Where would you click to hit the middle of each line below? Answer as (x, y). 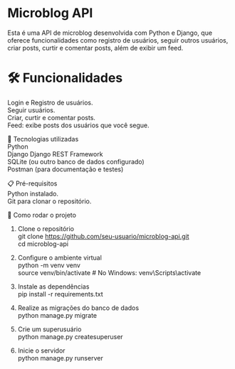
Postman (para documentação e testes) (66, 169)
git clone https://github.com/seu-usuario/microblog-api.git (104, 236)
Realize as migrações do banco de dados (78, 308)
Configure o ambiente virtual (59, 257)
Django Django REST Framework (55, 154)
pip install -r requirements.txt (60, 294)
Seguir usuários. (31, 110)
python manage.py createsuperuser (70, 336)
